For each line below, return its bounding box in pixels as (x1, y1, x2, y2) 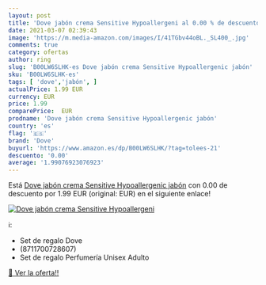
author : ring (8, 56, 51, 64)
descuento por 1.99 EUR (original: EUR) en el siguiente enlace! (8, 189, 211, 199)
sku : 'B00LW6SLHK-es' (8, 70, 80, 78)
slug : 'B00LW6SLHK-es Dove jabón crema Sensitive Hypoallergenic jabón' (8, 63, 253, 71)
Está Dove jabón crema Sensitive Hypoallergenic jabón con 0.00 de (8, 180, 228, 190)
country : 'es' (8, 122, 55, 130)
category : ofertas (8, 48, 69, 56)
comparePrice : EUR (8, 108, 73, 116)
